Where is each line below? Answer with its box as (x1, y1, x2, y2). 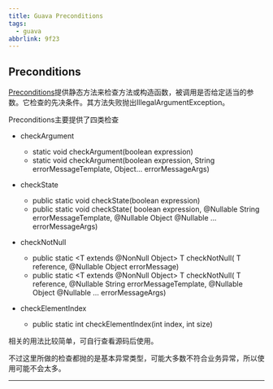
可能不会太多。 (15, 364, 66, 374)
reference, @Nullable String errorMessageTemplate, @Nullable (32, 279, 244, 289)
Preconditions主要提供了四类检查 (8, 115, 119, 125)
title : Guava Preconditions (8, 11, 104, 20)
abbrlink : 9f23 (8, 34, 60, 43)
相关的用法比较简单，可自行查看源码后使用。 (8, 336, 158, 346)
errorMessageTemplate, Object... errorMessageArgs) (32, 164, 210, 174)
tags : (8, 20, 27, 28)
